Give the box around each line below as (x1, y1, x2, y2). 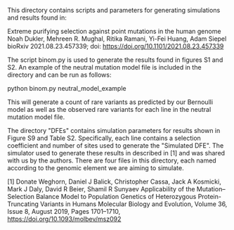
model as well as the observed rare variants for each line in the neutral (7, 106, 212, 113)
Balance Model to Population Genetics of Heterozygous (36, 193, 197, 200)
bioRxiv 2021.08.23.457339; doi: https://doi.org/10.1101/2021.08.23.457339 (7, 42, 224, 50)
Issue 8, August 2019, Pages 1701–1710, (7, 207, 121, 215)
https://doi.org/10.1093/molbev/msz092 (7, 215, 122, 223)
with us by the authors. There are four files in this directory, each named (7, 156, 216, 165)
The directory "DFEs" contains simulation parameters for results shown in (7, 127, 221, 134)
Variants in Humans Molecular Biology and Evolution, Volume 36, (39, 200, 228, 208)
